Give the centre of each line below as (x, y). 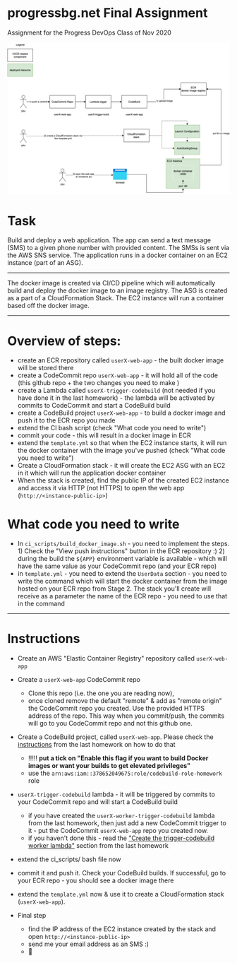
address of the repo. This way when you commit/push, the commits (126, 716)
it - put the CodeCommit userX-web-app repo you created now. (118, 831)
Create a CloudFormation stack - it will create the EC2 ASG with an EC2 (121, 466)
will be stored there (45, 368)
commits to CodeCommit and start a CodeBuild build (94, 406)
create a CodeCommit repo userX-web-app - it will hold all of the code (118, 375)
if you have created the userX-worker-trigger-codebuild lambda (121, 816)
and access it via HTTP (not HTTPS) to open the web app (101, 488)
